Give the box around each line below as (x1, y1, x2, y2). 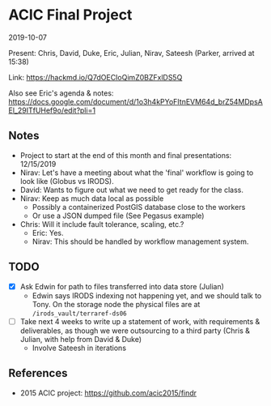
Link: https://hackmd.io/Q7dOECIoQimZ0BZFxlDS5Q (8, 72, 183, 82)
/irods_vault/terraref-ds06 (32, 310, 127, 318)
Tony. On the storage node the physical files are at (32, 299, 201, 309)
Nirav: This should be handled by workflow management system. (32, 237, 249, 246)
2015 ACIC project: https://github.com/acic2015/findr (19, 387, 197, 398)
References (8, 366, 68, 380)
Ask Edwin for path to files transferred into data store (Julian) (19, 281, 225, 291)
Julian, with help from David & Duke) (19, 334, 142, 344)
